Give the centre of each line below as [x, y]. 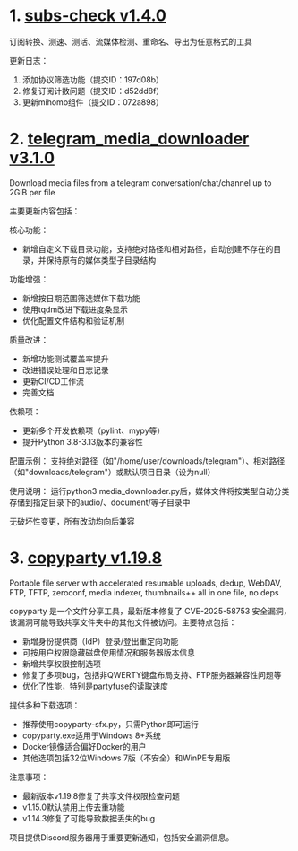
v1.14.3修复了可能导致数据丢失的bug [89, 818]
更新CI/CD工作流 [53, 381]
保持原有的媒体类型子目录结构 [101, 260]
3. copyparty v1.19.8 [86, 558]
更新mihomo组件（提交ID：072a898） [93, 102]
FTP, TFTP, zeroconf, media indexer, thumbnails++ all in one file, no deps [144, 592]
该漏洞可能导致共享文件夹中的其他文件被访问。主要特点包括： [123, 622]
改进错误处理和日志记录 [65, 369]
